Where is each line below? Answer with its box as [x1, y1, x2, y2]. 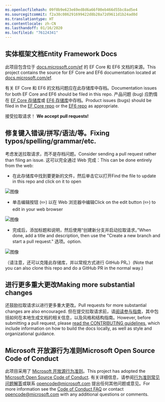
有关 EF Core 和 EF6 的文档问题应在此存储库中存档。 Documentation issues [5, 85, 157, 91]
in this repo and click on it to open [12, 178, 81, 184]
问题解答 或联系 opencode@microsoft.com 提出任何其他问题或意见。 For [5, 381, 150, 387]
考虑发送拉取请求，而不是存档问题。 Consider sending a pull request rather [5, 151, 157, 156]
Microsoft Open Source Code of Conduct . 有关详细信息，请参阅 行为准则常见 [5, 374, 160, 380]
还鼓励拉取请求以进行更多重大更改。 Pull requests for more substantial [5, 302, 147, 308]
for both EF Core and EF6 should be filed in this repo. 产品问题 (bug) [5, 91, 144, 97]
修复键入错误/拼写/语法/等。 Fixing [5, 129, 110, 138]
